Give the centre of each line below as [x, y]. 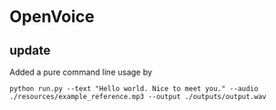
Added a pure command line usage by [81, 72]
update [30, 50]
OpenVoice [52, 17]
